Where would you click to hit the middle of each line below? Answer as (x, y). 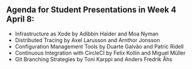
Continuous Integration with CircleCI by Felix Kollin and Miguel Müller (100, 53)
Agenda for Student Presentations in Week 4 (91, 10)
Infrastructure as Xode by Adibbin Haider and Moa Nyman (87, 34)
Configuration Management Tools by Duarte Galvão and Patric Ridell (99, 46)
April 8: (20, 19)
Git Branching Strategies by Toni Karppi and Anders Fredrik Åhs (94, 59)
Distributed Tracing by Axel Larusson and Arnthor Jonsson (87, 40)
